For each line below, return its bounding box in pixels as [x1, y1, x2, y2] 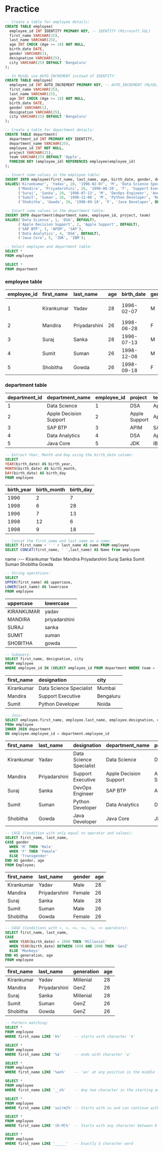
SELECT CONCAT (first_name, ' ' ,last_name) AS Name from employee [5, 547, 140, 553]
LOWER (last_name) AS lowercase [5, 584, 68, 589]
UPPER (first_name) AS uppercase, [5, 580, 73, 585]
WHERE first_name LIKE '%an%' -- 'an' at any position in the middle [5, 1070, 155, 1075]
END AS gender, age [5, 858, 45, 863]
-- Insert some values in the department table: [5, 208, 105, 214]
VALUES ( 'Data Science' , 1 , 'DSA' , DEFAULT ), [5, 217, 97, 222]
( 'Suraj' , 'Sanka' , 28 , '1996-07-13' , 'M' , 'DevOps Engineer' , [17, 191, 149, 196]
